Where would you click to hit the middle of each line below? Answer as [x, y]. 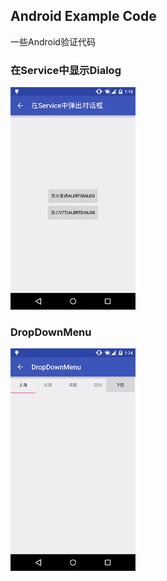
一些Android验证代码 [53, 41]
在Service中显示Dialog [66, 70]
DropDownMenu [51, 332]
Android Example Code [83, 16]
